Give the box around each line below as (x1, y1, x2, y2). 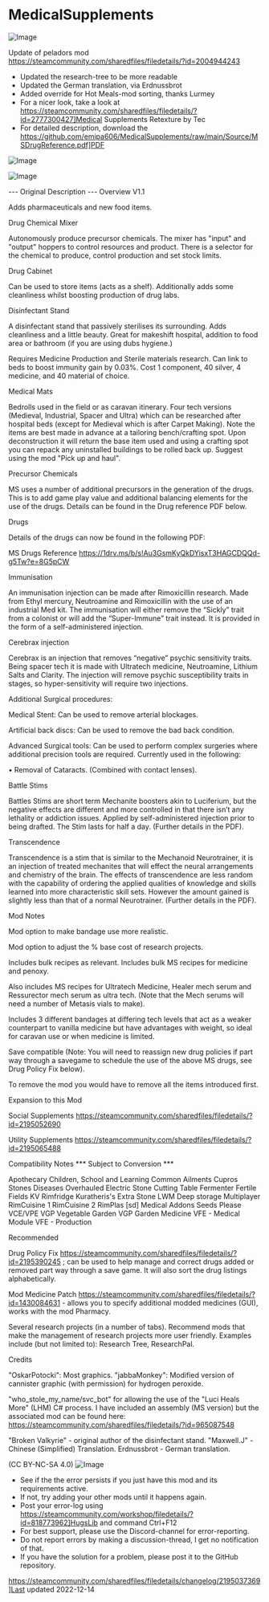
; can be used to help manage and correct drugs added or (63, 1257, 255, 1266)
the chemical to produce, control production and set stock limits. (8, 251, 222, 260)
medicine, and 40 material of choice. (8, 371, 130, 381)
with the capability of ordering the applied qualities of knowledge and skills (8, 878, 257, 888)
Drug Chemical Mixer (8, 218, 79, 227)
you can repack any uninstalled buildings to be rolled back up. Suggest (8, 444, 243, 455)
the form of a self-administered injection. (8, 622, 144, 631)
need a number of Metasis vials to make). (8, 998, 145, 1009)
